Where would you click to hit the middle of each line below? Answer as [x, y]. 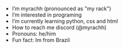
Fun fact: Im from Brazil [41, 40]
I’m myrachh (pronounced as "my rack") [61, 9]
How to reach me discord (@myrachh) [59, 27]
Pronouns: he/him [34, 34]
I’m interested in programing [47, 15]
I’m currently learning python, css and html [65, 21]
